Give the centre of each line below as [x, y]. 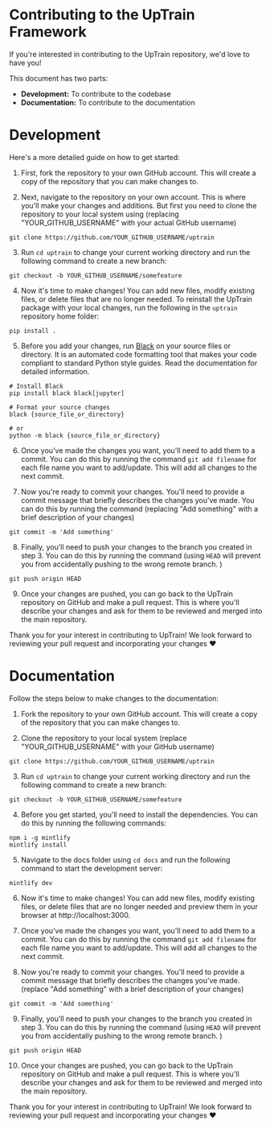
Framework [48, 32]
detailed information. [55, 371]
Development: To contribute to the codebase [96, 93]
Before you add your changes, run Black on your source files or [126, 346]
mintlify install [38, 845]
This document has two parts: [59, 78]
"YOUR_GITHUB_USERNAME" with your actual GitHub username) [129, 222]
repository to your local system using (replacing [100, 214]
